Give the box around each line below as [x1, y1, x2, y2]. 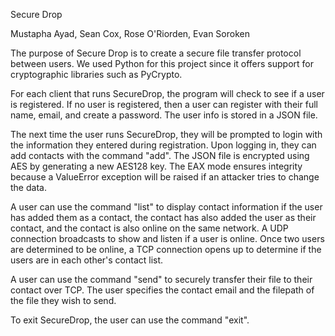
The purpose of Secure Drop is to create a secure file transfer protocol [10, 47, 302, 59]
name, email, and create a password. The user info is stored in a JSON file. [10, 109, 318, 121]
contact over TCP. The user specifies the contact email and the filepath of [10, 284, 315, 296]
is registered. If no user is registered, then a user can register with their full [10, 99, 318, 110]
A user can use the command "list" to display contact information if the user [10, 201, 323, 213]
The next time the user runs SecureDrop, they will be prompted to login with [10, 129, 323, 140]
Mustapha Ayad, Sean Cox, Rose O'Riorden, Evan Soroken [10, 28, 250, 39]
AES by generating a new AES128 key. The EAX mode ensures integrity [10, 160, 303, 172]
